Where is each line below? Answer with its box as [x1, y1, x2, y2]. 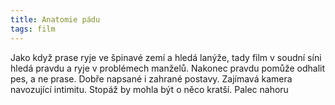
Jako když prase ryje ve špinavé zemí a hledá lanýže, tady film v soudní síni [10, 51, 322, 63]
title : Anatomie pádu [10, 14, 101, 25]
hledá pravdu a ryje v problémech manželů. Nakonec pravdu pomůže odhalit [10, 62, 326, 74]
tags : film [10, 24, 56, 34]
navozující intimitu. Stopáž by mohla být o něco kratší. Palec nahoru [10, 83, 289, 95]
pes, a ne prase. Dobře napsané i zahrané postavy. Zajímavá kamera [10, 72, 293, 85]
